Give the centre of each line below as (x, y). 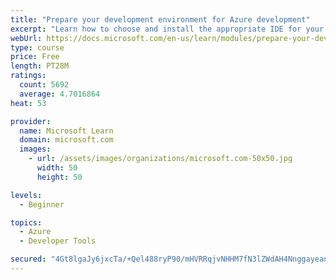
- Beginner (42, 204)
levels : (26, 195)
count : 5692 (44, 85)
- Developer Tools (58, 241)
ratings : (28, 76)
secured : (28, 259)
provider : (31, 121)
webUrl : (26, 38)
